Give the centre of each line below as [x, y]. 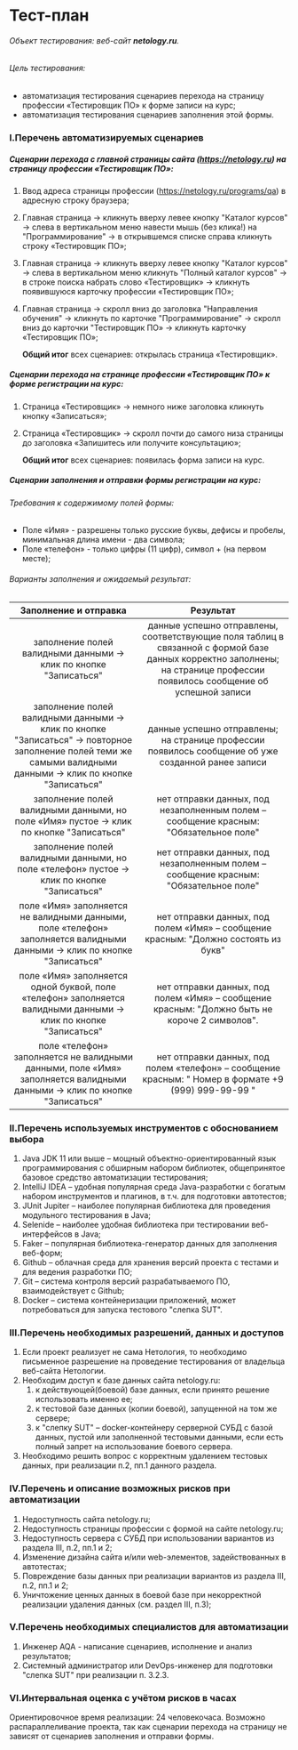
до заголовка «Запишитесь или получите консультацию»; [131, 442]
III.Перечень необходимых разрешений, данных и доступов [147, 1333]
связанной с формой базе [213, 648]
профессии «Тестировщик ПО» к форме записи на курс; [129, 105]
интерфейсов [47, 1234]
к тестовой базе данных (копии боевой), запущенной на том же [156, 1409]
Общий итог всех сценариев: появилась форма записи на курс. [143, 460]
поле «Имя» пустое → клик [73, 821]
